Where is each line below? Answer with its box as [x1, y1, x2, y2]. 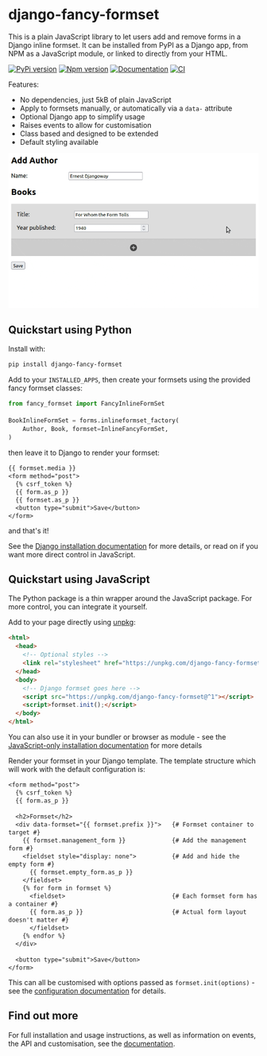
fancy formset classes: [8, 383, 83, 393]
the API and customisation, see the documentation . [8, 1039, 176, 1048]
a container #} [8, 900, 59, 908]
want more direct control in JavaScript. [8, 549, 136, 559]
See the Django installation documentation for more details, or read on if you [8, 541, 258, 550]
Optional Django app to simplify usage [19, 111, 145, 121]
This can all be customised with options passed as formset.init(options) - [8, 978, 256, 988]
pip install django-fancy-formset [8, 360, 123, 369]
